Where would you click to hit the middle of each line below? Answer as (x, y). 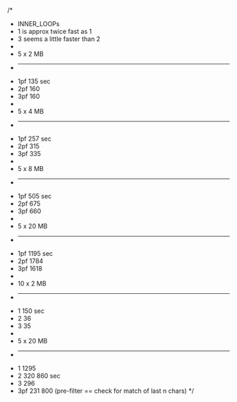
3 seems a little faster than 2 (59, 39)
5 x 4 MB (31, 111)
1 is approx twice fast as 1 (55, 31)
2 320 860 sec (39, 376)
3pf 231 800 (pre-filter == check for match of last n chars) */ (105, 391)
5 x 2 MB (30, 54)
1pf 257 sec (34, 138)
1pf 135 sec (34, 81)
